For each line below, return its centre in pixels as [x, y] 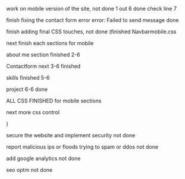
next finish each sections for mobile [50, 43]
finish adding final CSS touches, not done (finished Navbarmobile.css [91, 32]
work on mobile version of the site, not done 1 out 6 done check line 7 [92, 9]
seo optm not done [29, 170]
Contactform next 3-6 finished [43, 66]
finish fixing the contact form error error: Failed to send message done [93, 20]
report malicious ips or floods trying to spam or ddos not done [82, 147]
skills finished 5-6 [28, 78]
